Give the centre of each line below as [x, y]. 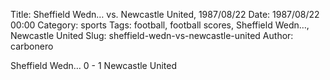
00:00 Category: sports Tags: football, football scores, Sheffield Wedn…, [160, 25]
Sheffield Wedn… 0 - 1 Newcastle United [93, 65]
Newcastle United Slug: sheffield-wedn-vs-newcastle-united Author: [152, 35]
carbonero [32, 46]
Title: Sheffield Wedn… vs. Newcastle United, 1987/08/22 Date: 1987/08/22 [165, 14]
